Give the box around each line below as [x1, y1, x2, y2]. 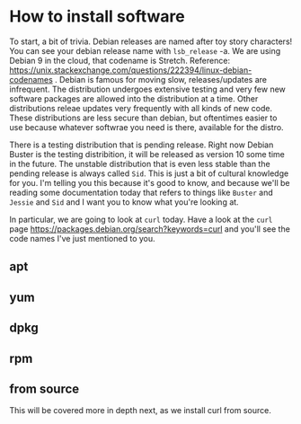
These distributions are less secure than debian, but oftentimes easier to [9, 112, 278, 123]
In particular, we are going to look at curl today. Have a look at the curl [9, 214, 273, 225]
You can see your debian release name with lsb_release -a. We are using [9, 45, 281, 56]
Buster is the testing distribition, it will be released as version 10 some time [9, 148, 285, 159]
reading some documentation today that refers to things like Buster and [9, 187, 274, 198]
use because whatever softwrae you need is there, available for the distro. [9, 121, 285, 132]
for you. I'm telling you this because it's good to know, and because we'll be [9, 177, 290, 188]
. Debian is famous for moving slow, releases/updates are [55, 74, 268, 84]
